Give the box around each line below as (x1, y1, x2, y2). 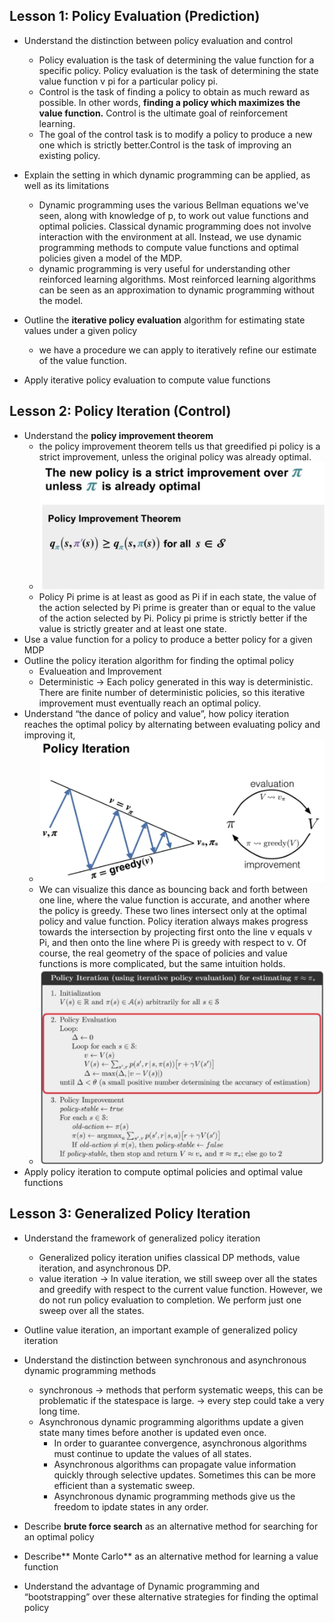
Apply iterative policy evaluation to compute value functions (23, 374, 271, 386)
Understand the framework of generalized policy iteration (23, 1232, 261, 1244)
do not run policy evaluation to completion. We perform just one (38, 1294, 302, 1306)
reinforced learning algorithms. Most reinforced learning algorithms (38, 273, 317, 285)
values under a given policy (23, 324, 138, 336)
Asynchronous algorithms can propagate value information (53, 1458, 297, 1470)
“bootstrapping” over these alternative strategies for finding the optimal (23, 1590, 319, 1603)
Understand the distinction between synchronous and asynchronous (23, 1354, 307, 1366)
